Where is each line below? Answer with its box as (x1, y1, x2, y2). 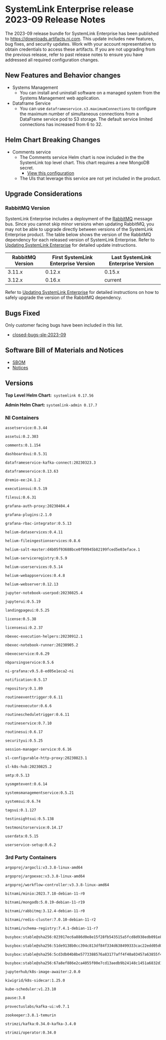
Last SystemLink (111, 254, 152, 261)
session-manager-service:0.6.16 (5, 747, 72, 752)
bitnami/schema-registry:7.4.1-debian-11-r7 (5, 926, 98, 931)
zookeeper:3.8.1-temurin (5, 1013, 56, 1018)
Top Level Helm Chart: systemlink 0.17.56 (5, 392, 94, 398)
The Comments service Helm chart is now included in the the (19, 154, 144, 160)
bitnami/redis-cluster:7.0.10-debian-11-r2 (5, 917, 96, 922)
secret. (19, 165, 34, 171)
